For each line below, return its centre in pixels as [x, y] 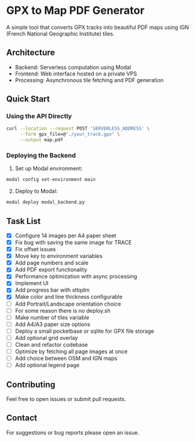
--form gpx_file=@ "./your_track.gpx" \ [70, 134]
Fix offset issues [35, 249]
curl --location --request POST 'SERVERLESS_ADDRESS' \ [78, 129]
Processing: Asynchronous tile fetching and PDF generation [89, 80]
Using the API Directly [39, 117]
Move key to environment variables [59, 256]
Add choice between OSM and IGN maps [66, 358]
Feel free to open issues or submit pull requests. [66, 399]
